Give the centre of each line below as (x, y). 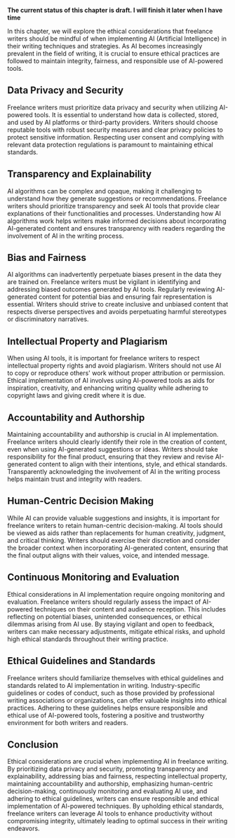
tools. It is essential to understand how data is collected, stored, (126, 114)
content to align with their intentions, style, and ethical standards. (133, 464)
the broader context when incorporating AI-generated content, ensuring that (118, 548)
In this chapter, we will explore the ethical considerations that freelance (110, 31)
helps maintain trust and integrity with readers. (75, 479)
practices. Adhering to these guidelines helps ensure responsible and (108, 708)
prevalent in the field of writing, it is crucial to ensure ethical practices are (113, 53)
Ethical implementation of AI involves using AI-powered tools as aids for (111, 381)
